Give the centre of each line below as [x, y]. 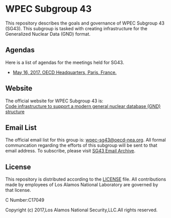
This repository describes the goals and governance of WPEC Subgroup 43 [85, 23]
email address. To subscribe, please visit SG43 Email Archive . [70, 151]
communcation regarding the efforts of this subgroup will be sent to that [81, 145]
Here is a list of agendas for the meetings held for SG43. [65, 62]
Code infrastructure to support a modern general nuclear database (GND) [83, 106]
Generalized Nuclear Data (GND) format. [48, 34]
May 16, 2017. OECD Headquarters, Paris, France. [65, 72]
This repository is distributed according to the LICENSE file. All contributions [86, 179]
